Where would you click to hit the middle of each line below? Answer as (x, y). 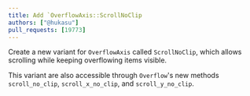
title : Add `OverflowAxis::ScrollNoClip (75, 15)
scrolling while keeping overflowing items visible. (88, 60)
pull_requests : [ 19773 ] (47, 30)
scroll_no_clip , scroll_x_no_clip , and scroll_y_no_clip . (101, 84)
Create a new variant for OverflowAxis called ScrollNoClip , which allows (125, 52)
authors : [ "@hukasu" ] (44, 23)
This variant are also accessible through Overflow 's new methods (114, 76)
